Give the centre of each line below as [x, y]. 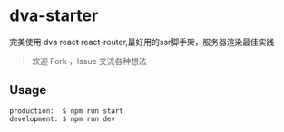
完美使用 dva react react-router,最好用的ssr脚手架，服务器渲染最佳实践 [142, 42]
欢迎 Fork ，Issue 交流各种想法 [89, 61]
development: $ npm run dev [63, 118]
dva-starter [54, 16]
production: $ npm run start [67, 111]
